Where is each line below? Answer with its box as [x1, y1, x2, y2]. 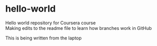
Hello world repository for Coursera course [5, 20, 96, 26]
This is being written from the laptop [5, 35, 82, 41]
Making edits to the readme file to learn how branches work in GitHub [5, 25, 152, 31]
